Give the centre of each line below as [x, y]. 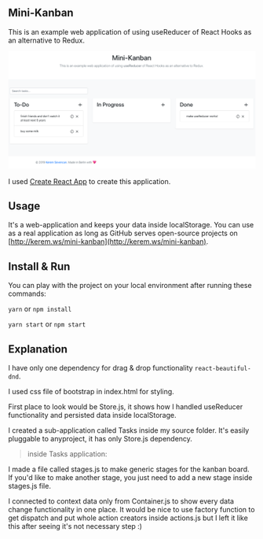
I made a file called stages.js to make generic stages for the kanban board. [129, 469]
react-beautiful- [223, 368]
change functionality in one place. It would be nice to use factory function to [131, 509]
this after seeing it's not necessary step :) [75, 526]
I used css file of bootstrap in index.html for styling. [91, 391]
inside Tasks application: [67, 454]
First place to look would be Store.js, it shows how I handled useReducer [126, 406]
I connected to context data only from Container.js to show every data [121, 501]
